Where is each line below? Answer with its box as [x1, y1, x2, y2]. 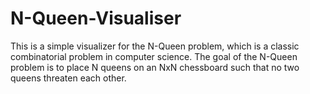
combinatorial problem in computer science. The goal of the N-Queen [10, 50, 298, 62]
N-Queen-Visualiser [10, 7, 182, 30]
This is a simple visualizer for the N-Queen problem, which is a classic [10, 40, 300, 52]
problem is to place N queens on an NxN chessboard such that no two [10, 61, 300, 73]
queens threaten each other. [10, 72, 127, 84]
